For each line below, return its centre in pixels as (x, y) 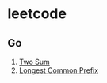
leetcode (37, 14)
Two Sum (34, 62)
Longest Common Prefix (59, 70)
